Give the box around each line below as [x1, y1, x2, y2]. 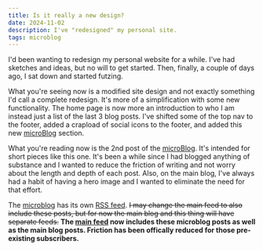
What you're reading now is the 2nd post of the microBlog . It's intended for [8, 144, 251, 153]
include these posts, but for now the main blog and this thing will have [8, 209, 235, 218]
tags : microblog [8, 33, 61, 42]
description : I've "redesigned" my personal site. [8, 26, 177, 34]
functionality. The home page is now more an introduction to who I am [8, 104, 235, 113]
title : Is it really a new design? [8, 11, 125, 20]
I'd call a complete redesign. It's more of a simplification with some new [8, 95, 240, 104]
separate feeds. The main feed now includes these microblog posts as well [8, 217, 256, 227]
